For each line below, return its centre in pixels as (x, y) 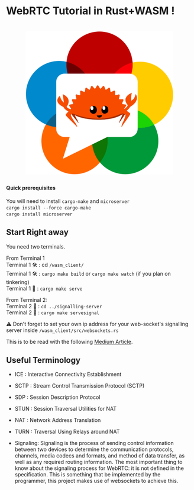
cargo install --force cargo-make (49, 208)
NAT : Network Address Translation (58, 420)
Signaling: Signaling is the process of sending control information (94, 443)
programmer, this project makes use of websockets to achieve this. (96, 481)
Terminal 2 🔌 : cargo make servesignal (53, 312)
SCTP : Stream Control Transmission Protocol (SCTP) (80, 386)
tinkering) (18, 282)
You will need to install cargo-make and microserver (68, 201)
